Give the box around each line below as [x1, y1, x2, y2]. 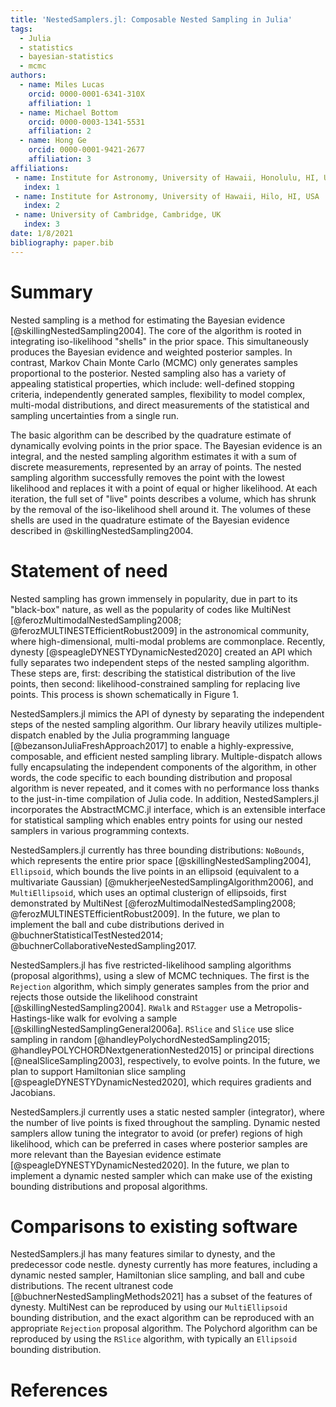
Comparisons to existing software [10, 1215, 298, 1238]
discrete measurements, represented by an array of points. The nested [10, 461, 302, 473]
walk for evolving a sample [66, 1012, 178, 1024]
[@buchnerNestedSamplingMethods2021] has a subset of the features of [10, 1291, 313, 1303]
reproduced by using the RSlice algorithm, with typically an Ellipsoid [10, 1333, 298, 1345]
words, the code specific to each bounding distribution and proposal [10, 771, 293, 783]
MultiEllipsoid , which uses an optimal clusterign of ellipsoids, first [10, 886, 287, 898]
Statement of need [10, 559, 168, 582]
